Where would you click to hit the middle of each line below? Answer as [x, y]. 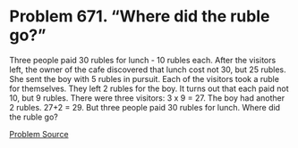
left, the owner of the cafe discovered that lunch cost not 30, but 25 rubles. [148, 70]
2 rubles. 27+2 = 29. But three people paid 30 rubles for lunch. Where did [145, 107]
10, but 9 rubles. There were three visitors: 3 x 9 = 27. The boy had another [147, 98]
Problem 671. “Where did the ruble [140, 16]
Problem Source [39, 134]
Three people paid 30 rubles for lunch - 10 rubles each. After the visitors [143, 60]
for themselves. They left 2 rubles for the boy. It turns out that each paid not [149, 88]
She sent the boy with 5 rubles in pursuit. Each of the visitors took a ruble [145, 78]
